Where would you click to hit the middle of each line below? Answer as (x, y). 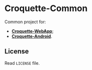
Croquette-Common (46, 8)
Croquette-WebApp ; (32, 31)
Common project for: (25, 22)
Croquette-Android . (32, 36)
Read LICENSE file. (22, 63)
